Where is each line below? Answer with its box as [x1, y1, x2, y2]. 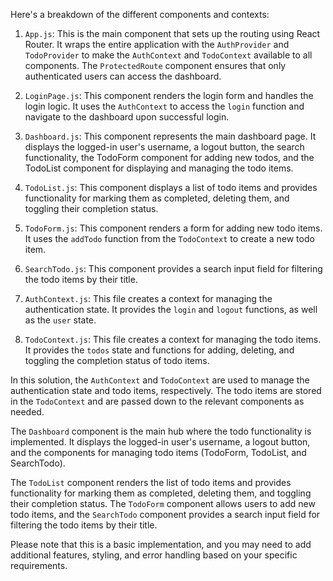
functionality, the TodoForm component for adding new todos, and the [24, 152, 315, 163]
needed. [10, 406, 45, 418]
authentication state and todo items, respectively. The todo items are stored [10, 385, 322, 396]
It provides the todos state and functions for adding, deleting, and [24, 344, 295, 356]
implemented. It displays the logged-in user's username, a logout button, [10, 436, 311, 448]
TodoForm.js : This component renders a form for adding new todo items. [24, 222, 323, 234]
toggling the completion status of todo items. [24, 355, 210, 366]
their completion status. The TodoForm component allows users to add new [10, 498, 316, 509]
